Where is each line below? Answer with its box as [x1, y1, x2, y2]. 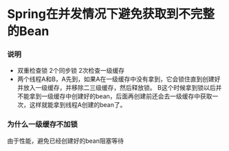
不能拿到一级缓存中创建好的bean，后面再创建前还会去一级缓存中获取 [17, 92, 212, 100]
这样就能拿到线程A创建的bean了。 [29, 101, 127, 109]
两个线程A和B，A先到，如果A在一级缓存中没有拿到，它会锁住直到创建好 [17, 75, 221, 83]
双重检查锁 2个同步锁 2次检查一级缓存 [17, 67, 125, 75]
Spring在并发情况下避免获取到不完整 [7, 6, 215, 22]
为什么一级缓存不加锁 [7, 119, 78, 129]
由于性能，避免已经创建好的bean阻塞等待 [7, 137, 124, 145]
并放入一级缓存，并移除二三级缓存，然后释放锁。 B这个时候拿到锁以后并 [17, 84, 222, 92]
